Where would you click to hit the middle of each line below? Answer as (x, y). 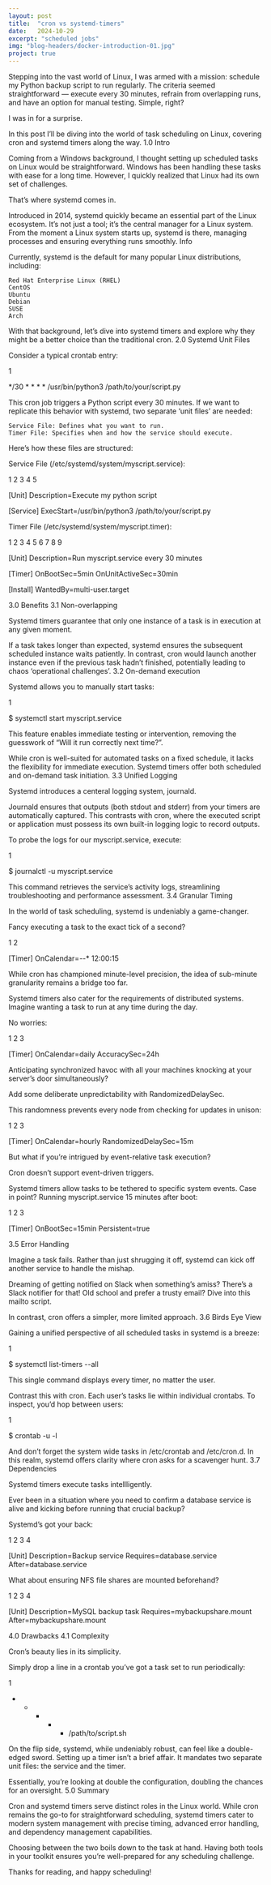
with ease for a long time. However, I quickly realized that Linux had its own (134, 176)
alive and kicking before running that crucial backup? (97, 1508)
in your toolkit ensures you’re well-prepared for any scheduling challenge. (131, 1856)
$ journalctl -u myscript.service (61, 871)
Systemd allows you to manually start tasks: (82, 687)
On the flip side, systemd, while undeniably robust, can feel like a (117, 1749)
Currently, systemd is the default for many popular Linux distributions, (125, 257)
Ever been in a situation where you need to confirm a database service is (130, 1500)
